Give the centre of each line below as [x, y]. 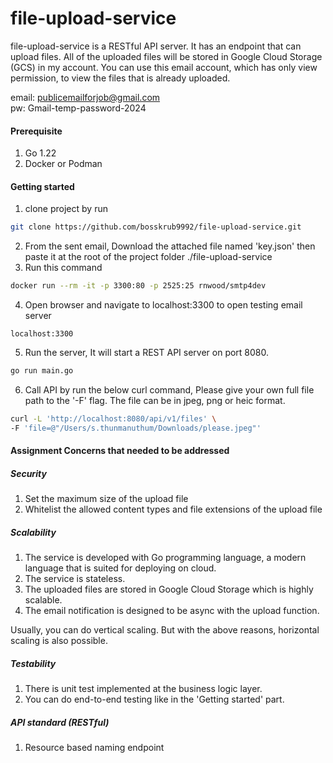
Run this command [63, 268]
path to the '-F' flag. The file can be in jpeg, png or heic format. [155, 400]
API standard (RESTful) [60, 722]
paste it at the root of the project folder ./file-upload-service [148, 257]
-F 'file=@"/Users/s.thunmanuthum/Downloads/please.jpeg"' [136, 428]
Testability [33, 663]
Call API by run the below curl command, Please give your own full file [169, 389]
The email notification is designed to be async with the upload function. [172, 611]
